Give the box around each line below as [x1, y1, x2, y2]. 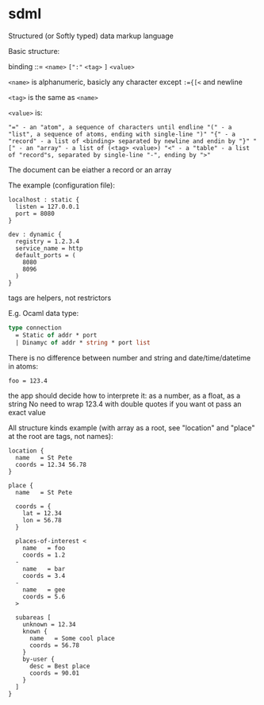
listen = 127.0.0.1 [15, 202, 80, 210]
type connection [8, 323, 62, 332]
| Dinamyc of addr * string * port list [15, 338, 151, 346]
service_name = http [15, 244, 83, 252]
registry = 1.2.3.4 [15, 237, 80, 245]
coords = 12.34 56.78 [15, 460, 87, 468]
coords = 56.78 [29, 641, 80, 649]
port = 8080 [15, 210, 55, 218]
